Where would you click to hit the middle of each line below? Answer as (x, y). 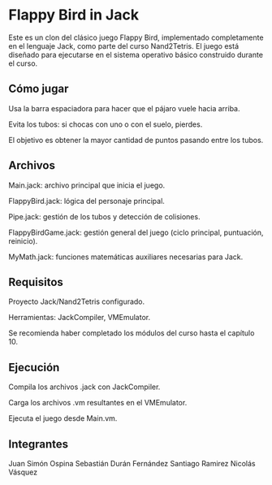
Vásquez (23, 472)
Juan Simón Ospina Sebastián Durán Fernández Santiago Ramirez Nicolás (132, 463)
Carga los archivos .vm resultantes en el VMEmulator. (98, 403)
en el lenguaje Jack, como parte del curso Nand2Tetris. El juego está (124, 45)
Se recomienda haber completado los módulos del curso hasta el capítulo (132, 333)
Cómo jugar (39, 89)
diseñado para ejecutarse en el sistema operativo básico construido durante (136, 54)
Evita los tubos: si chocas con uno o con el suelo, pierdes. (106, 124)
